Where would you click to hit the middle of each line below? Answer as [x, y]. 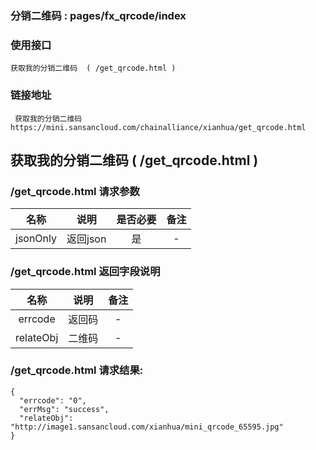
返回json [86, 239]
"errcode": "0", [53, 400]
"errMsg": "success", [64, 409]
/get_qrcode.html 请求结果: [77, 370]
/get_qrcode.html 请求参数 [75, 191]
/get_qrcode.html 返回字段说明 [85, 272]
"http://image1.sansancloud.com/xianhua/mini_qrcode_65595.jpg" [147, 427]
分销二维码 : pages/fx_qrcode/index [98, 15]
